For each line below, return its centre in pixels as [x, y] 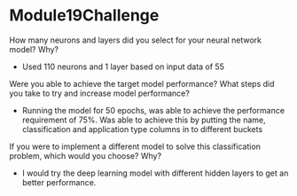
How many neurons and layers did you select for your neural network [136, 40]
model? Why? [34, 49]
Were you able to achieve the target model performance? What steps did [142, 83]
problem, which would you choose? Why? [86, 155]
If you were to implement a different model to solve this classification [135, 146]
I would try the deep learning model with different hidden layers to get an [155, 173]
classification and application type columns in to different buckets [142, 129]
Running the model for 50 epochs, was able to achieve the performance [153, 110]
